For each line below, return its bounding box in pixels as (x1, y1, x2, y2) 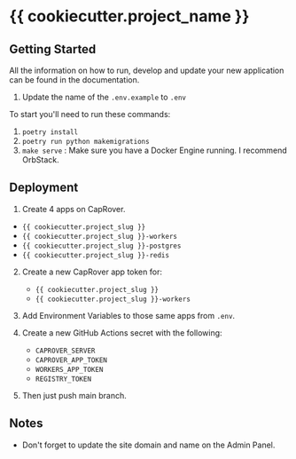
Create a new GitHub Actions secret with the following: (21, 327, 223, 338)
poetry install (21, 128, 79, 137)
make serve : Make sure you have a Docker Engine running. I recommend (21, 145, 288, 155)
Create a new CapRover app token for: (21, 266, 162, 277)
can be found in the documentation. (9, 75, 140, 85)
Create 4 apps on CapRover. (21, 203, 126, 214)
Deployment (9, 180, 79, 195)
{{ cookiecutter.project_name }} (9, 6, 250, 27)
